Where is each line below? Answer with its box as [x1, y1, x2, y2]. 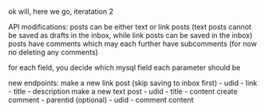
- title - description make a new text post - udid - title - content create [8, 87, 238, 96]
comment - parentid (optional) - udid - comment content [8, 95, 194, 104]
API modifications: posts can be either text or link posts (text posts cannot [8, 22, 251, 31]
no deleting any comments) [8, 48, 98, 56]
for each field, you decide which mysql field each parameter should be [8, 63, 241, 72]
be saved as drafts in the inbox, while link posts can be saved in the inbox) [8, 31, 253, 40]
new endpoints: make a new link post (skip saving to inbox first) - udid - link [8, 79, 258, 87]
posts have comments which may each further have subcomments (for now [8, 39, 257, 48]
